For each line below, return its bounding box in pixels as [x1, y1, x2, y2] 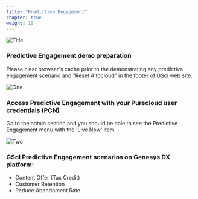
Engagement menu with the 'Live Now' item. [6, 126, 117, 133]
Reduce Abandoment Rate [14, 187, 80, 194]
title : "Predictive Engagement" [6, 8, 88, 15]
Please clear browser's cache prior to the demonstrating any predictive [6, 65, 184, 72]
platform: [6, 160, 34, 169]
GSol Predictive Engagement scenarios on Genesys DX [6, 153, 171, 161]
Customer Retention [14, 180, 65, 188]
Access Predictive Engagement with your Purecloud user [6, 98, 177, 107]
